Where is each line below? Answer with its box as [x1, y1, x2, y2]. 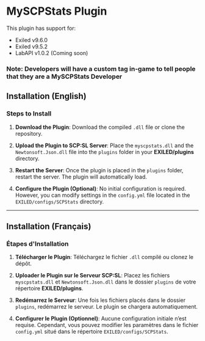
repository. [15, 130, 43, 137]
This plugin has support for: [6, 24, 76, 32]
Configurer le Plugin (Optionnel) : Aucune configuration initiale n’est [15, 315, 187, 322]
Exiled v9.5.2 [15, 43, 48, 50]
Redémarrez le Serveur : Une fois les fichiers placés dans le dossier [15, 296, 186, 304]
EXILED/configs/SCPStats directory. [15, 197, 104, 205]
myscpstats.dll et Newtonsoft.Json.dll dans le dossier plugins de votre [15, 278, 196, 285]
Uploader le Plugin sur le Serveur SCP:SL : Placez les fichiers [15, 272, 170, 279]
